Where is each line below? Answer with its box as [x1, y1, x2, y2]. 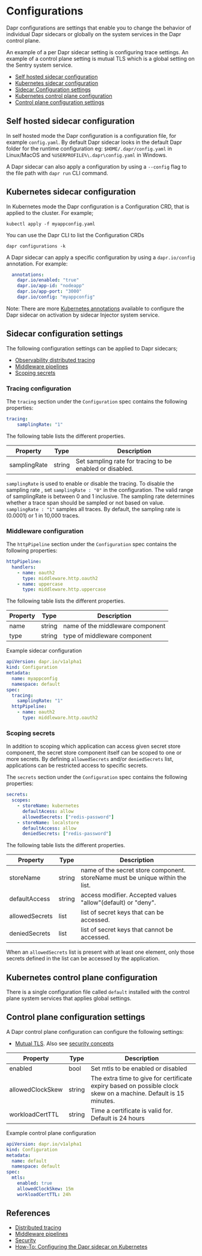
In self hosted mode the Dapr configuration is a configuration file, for [6, 132, 176, 139]
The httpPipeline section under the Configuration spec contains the [6, 541, 177, 548]
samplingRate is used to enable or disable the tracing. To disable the [6, 480, 174, 487]
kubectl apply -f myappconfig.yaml [6, 221, 96, 227]
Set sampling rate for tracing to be [75, 456, 173, 465]
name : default [11, 1158, 47, 1164]
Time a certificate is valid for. [90, 1106, 173, 1115]
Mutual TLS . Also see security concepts [14, 1040, 114, 1047]
